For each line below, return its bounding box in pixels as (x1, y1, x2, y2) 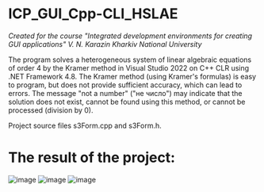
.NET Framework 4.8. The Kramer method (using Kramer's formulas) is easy (8, 71, 256, 81)
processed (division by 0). (8, 105, 94, 115)
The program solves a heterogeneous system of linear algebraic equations (8, 55, 252, 64)
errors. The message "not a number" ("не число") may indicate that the (8, 88, 243, 98)
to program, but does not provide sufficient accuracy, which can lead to (8, 80, 243, 90)
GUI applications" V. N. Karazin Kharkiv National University (8, 39, 202, 48)
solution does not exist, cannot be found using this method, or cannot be (8, 97, 246, 106)
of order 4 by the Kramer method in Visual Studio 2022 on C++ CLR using (8, 63, 250, 72)
